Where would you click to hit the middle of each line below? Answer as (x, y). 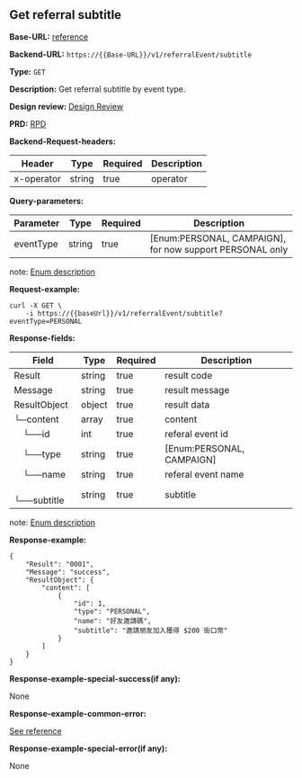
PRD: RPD (28, 123)
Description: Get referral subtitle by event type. (98, 89)
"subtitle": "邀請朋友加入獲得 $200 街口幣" (151, 630)
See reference (36, 730)
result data (187, 405)
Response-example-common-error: (78, 713)
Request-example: (45, 289)
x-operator (37, 178)
